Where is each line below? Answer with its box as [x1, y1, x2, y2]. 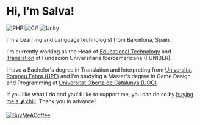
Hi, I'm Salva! [6, 4, 74, 18]
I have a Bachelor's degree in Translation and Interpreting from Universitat [6, 66, 193, 73]
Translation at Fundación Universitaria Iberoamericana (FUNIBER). [6, 54, 173, 61]
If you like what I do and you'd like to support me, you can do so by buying [6, 90, 194, 98]
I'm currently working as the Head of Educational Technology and [6, 47, 171, 55]
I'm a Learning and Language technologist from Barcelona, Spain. [6, 36, 171, 43]
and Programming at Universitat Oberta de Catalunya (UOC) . [6, 79, 159, 86]
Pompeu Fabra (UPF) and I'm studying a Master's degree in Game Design [6, 72, 191, 79]
